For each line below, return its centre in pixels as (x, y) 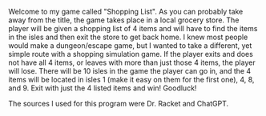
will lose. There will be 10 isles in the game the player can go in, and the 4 (130, 71)
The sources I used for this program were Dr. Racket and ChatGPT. (119, 104)
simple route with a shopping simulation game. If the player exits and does (131, 54)
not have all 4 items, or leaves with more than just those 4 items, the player (132, 62)
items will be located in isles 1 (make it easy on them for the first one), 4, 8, (131, 80)
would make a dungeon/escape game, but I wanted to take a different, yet (130, 46)
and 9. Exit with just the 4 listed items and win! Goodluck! (103, 88)
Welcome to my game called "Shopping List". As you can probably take (126, 12)
